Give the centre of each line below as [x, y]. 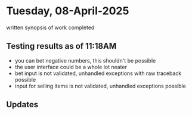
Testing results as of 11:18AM [61, 46]
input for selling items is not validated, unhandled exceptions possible [100, 86]
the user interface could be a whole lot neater [71, 67]
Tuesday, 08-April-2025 [68, 11]
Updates [22, 105]
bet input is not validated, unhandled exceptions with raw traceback [98, 73]
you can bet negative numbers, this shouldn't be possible [85, 60]
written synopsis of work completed [50, 27]
